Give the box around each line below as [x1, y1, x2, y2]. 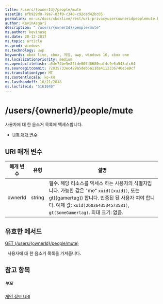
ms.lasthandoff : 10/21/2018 [5, 79, 62, 84]
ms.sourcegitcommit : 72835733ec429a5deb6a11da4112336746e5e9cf [5, 66, 136, 71]
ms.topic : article [5, 39, 42, 44]
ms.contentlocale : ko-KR [5, 75, 55, 80]
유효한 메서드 [5, 227, 42, 235]
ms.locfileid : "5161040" [5, 84, 55, 89]
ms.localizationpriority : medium [5, 57, 73, 62]
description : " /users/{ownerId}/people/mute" [5, 25, 101, 30]
